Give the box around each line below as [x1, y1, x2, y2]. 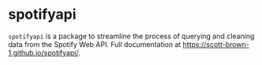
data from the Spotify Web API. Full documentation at [8, 39, 182, 49]
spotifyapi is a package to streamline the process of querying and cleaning [8, 31, 255, 41]
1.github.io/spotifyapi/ [8, 48, 79, 57]
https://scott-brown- [182, 39, 250, 49]
